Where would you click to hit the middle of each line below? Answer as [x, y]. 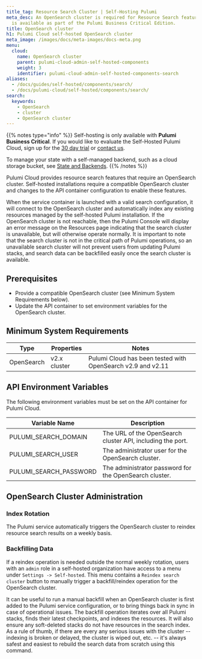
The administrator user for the [145, 450]
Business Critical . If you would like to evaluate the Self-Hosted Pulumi [93, 141]
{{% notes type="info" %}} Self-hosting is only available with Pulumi [91, 135]
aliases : [17, 79]
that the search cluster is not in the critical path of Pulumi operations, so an [99, 241]
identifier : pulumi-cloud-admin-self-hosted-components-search [98, 73]
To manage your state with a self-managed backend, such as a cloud [92, 159]
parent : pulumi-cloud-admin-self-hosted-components [83, 62]
